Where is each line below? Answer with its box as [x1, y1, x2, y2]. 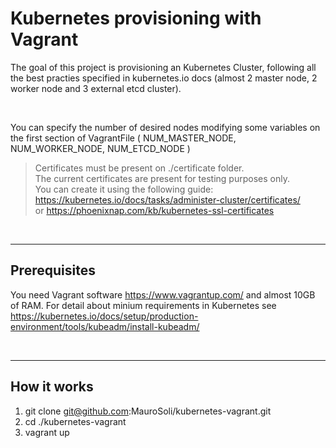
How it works [10, 378, 94, 396]
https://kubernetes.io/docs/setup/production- [10, 310, 199, 322]
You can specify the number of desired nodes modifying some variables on [10, 121, 321, 133]
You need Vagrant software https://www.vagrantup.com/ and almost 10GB [10, 288, 316, 301]
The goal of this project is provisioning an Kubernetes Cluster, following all [10, 61, 317, 73]
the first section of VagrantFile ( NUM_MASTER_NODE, [10, 132, 237, 144]
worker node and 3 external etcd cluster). [10, 82, 182, 94]
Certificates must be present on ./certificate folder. [34, 162, 245, 174]
